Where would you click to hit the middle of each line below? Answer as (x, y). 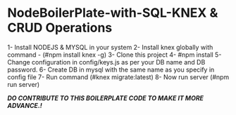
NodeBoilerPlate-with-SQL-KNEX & (113, 13)
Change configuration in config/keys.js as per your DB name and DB (106, 62)
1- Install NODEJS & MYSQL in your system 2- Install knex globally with (110, 47)
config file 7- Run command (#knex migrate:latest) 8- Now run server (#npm (118, 77)
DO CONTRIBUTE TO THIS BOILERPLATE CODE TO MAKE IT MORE (106, 98)
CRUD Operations (60, 28)
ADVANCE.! (25, 105)
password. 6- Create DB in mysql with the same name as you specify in (111, 69)
